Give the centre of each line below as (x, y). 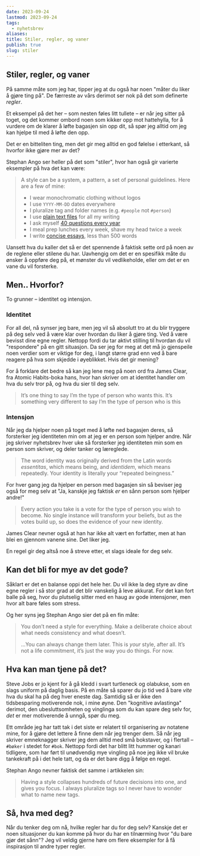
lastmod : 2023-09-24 (32, 17)
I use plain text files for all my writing (75, 217)
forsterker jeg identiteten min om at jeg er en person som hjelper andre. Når (99, 436)
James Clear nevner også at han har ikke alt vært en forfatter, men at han (96, 533)
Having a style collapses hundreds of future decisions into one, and (104, 781)
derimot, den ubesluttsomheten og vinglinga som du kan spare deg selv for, (99, 709)
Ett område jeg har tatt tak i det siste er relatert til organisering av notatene (98, 727)
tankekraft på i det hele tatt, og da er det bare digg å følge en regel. (89, 759)
